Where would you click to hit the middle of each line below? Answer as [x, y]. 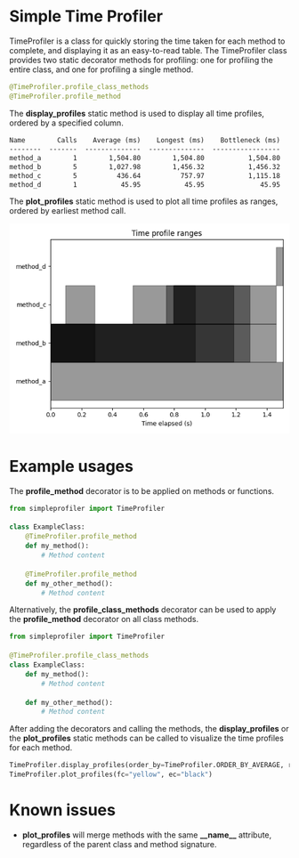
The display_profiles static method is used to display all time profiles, [137, 113]
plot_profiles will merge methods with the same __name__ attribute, [147, 835]
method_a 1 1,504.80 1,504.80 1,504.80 [145, 158]
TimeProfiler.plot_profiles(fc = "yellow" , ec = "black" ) [111, 775]
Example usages [71, 466]
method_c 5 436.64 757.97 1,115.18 [145, 175]
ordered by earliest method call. [68, 210]
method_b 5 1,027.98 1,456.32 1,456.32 [145, 166]
